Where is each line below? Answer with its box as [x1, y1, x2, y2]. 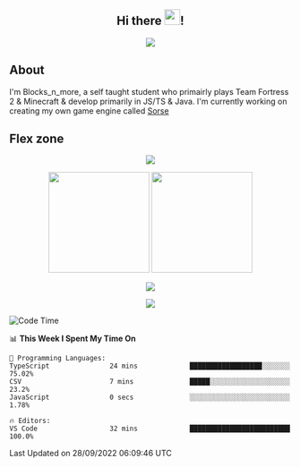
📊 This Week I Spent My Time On [9, 333, 136, 344]
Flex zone [9, 132, 64, 147]
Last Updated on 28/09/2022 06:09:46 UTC [9, 448, 173, 459]
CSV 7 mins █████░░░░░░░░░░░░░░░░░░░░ [9, 378, 291, 386]
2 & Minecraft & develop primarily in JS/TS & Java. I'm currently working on [9, 96, 287, 106]
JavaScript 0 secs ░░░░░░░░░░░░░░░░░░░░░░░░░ [9, 393, 291, 403]
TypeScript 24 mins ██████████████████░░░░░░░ [9, 361, 291, 371]
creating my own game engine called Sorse [9, 105, 169, 116]
